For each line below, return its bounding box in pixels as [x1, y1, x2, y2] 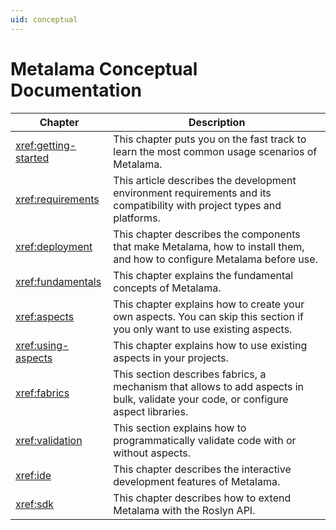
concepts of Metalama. [113, 281, 222, 295]
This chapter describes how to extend [113, 491, 292, 505]
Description [188, 115, 246, 129]
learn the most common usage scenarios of [113, 144, 318, 158]
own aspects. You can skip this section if [113, 309, 304, 323]
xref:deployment [15, 239, 93, 253]
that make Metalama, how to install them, [113, 239, 305, 253]
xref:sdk [15, 497, 55, 511]
